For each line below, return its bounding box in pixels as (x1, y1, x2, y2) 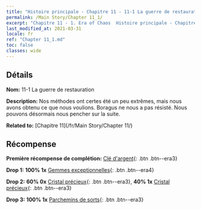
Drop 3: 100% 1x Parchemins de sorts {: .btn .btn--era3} (6, 196, 144, 204)
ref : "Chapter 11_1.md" (6, 37, 66, 43)
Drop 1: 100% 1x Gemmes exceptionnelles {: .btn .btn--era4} (6, 166, 154, 174)
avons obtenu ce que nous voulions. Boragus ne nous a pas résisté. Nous (6, 104, 187, 111)
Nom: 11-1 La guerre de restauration (6, 86, 95, 93)
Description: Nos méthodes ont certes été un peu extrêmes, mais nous (6, 97, 182, 105)
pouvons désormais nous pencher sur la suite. (6, 110, 121, 117)
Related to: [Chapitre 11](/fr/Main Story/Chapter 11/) (6, 122, 133, 129)
